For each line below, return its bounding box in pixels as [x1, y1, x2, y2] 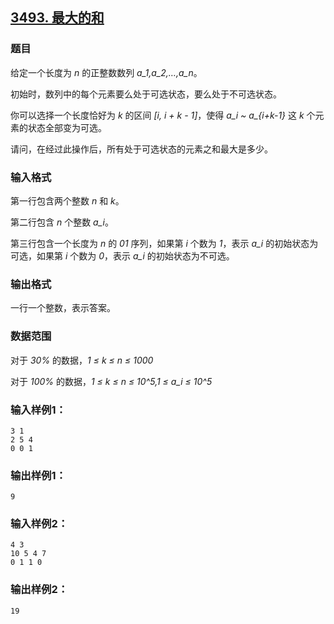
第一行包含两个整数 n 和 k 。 [10, 194, 125, 207]
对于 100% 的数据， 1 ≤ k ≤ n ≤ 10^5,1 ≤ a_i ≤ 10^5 [10, 375, 213, 387]
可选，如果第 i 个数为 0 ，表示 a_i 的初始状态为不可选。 [10, 249, 235, 262]
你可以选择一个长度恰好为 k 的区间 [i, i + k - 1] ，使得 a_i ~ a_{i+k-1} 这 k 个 [10, 109, 316, 121]
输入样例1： [10, 403, 67, 417]
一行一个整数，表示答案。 [10, 302, 116, 314]
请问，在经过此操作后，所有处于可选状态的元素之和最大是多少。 [10, 143, 273, 155]
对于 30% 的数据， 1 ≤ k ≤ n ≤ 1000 [10, 354, 154, 366]
